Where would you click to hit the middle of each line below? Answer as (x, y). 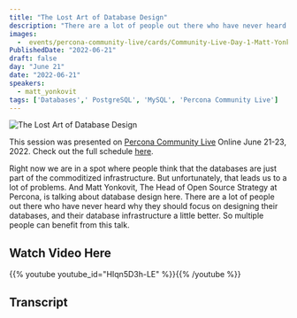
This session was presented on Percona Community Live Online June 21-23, (148, 142)
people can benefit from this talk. (69, 225)
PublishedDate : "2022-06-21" (63, 50)
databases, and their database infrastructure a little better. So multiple (137, 216)
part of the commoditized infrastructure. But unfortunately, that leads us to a (148, 178)
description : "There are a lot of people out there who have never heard (148, 26)
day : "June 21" (37, 67)
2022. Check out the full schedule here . (81, 151)
